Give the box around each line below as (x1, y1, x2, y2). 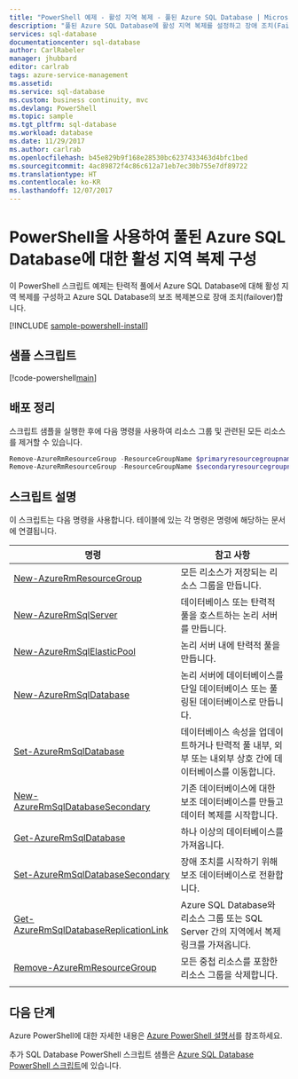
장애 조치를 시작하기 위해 (180, 855, 278, 868)
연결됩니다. (18, 525, 58, 537)
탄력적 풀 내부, (216, 739, 272, 752)
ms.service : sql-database (9, 87, 105, 96)
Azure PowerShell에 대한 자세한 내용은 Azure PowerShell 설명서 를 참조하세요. (9, 1030, 283, 1041)
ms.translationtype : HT (9, 169, 98, 178)
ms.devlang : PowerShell (9, 104, 98, 113)
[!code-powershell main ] (9, 372, 98, 382)
